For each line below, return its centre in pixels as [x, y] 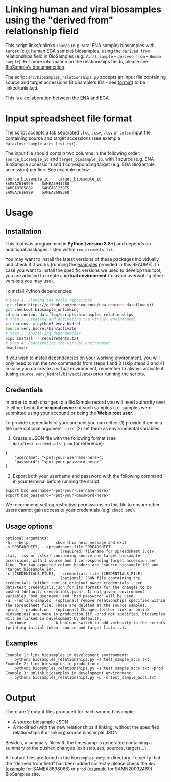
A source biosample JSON [40, 722]
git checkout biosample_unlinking [42, 310]
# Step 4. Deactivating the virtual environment [58, 343]
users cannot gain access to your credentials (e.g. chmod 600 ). [70, 510]
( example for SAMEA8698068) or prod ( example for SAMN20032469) [79, 769]
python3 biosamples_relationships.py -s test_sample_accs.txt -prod [89, 668]
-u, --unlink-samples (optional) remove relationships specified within [86, 601]
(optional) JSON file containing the [100, 578]
